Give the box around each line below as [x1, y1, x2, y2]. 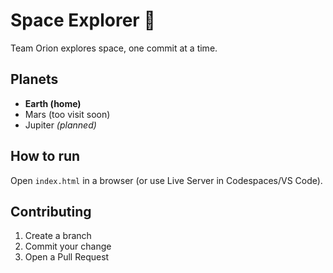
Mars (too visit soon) [24, 108, 111, 120]
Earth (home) [24, 97, 82, 109]
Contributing [10, 203, 92, 220]
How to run [10, 148, 81, 165]
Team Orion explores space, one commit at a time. [10, 42, 218, 54]
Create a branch [24, 230, 92, 242]
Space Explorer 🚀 [10, 9, 156, 32]
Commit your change [24, 240, 112, 253]
